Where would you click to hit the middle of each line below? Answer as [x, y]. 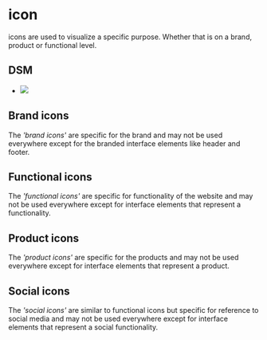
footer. [19, 152]
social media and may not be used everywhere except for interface [118, 318]
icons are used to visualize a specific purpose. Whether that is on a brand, [130, 37]
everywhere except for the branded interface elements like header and [124, 143]
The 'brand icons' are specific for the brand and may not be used [116, 135]
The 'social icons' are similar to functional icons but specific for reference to [133, 310]
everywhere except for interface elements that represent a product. [119, 266]
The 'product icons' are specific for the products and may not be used [124, 258]
